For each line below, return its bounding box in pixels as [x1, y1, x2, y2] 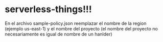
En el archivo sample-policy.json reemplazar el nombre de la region [5, 20, 147, 26]
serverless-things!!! [5, 4, 92, 15]
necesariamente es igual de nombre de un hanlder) [5, 31, 113, 37]
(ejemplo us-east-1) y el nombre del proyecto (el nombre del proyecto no [5, 25, 158, 31]
